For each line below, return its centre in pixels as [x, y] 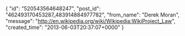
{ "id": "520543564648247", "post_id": [53, 9]
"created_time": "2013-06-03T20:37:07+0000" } [65, 27]
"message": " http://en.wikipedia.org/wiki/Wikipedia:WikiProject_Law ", [90, 21]
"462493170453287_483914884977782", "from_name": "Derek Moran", [92, 15]
